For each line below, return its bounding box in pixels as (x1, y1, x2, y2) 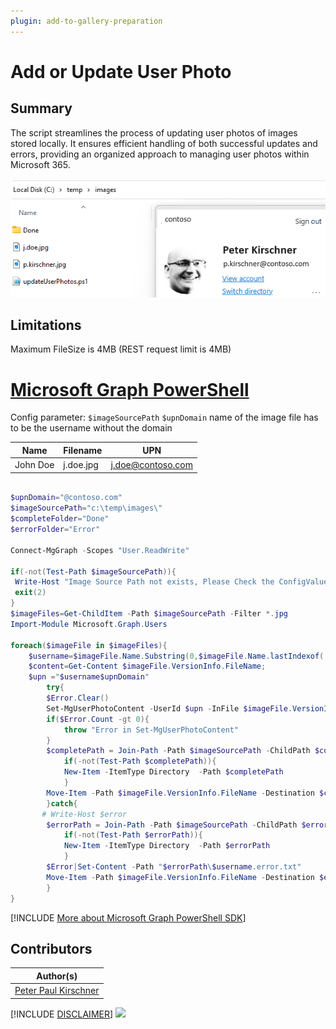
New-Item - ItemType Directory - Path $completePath (63, 767, 284, 777)
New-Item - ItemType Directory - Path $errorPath (63, 841, 271, 851)
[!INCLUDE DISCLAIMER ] (10, 1008, 114, 1020)
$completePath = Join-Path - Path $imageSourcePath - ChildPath (46, 746, 311, 756)
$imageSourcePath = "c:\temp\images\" (10, 503, 163, 514)
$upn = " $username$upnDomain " (28, 672, 150, 682)
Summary (10, 100, 73, 117)
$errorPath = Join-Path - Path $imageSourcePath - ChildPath (46, 820, 298, 830)
